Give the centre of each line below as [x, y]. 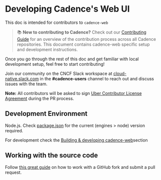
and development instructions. [47, 49]
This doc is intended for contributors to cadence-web [56, 22]
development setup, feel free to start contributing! [55, 64]
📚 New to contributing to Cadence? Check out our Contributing [81, 32]
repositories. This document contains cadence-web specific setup [83, 44]
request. [13, 172]
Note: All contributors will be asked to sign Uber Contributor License [73, 93]
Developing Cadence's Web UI [67, 9]
